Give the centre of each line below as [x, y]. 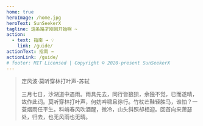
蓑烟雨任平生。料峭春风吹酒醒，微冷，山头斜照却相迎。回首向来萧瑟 [107, 109]
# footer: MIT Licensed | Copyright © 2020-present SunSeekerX [88, 63]
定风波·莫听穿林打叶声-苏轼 [55, 81]
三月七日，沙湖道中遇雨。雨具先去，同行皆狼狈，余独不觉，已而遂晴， [109, 94]
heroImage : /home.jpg [34, 18]
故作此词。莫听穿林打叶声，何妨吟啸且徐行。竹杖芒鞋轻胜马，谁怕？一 [109, 102]
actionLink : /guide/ [33, 57]
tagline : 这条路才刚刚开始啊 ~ [42, 29]
